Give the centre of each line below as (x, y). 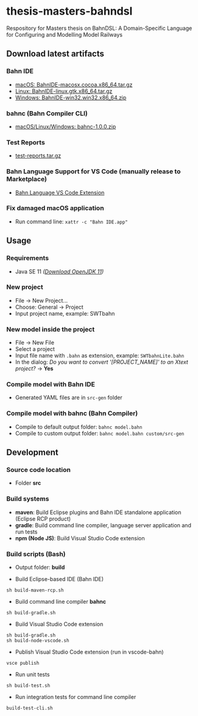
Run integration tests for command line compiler (76, 696)
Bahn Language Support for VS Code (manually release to (94, 172)
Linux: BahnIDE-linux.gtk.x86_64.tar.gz (64, 91)
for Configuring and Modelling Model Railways (65, 34)
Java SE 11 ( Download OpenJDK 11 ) (59, 271)
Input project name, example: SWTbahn (65, 313)
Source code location (39, 470)
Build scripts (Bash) (36, 554)
